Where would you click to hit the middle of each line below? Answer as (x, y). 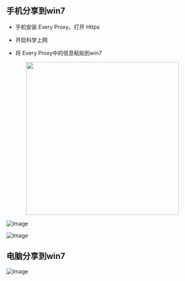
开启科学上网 (31, 40)
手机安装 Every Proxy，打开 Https (57, 27)
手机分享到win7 (36, 11)
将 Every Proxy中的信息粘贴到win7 (58, 53)
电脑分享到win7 (36, 256)
